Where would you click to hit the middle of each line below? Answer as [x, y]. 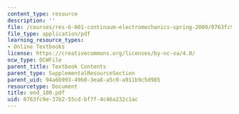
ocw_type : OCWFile [34, 60]
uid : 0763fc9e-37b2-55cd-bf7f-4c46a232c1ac [73, 100]
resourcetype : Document [43, 86]
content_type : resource [43, 14]
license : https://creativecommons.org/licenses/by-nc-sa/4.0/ [101, 54]
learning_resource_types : [46, 40]
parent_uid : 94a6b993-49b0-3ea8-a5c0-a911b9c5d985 [84, 80]
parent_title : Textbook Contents [57, 67]
